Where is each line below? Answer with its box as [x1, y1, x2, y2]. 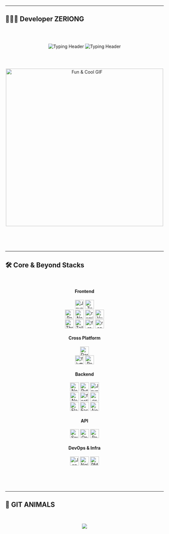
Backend [75, 371, 94, 377]
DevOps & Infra [68, 445, 101, 451]
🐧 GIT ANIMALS [5, 500, 55, 509]
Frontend [74, 288, 95, 294]
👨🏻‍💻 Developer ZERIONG [5, 15, 84, 23]
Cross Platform [68, 335, 101, 341]
